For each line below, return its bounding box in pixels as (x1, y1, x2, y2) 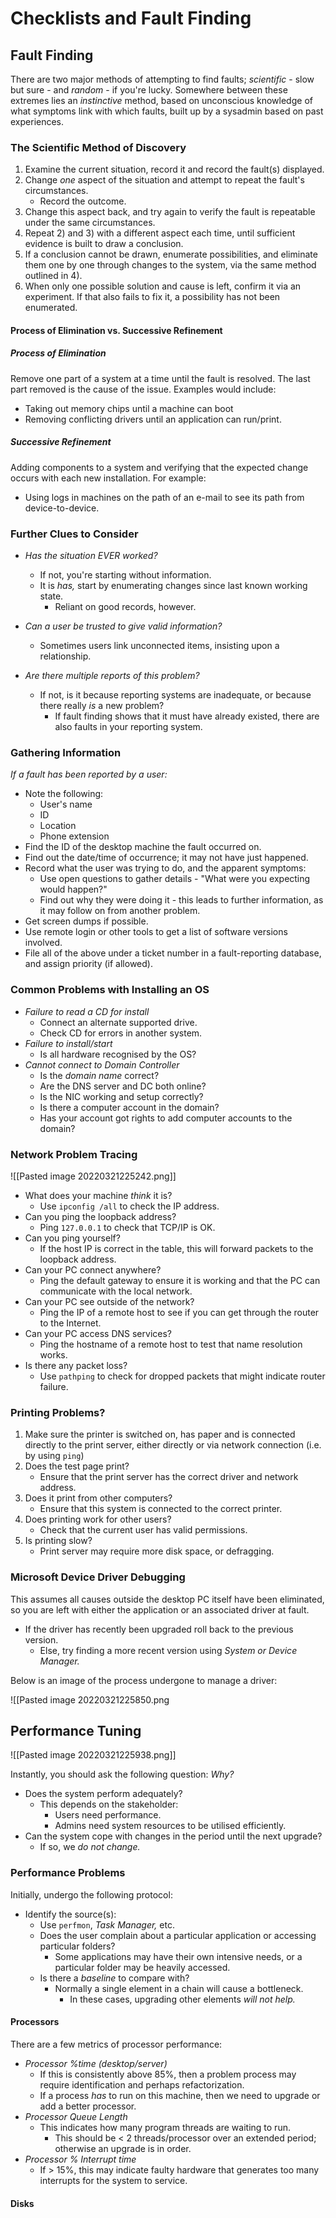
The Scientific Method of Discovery (10, 140, 187, 154)
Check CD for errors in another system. (39, 1027, 203, 1039)
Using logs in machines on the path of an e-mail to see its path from (24, 491, 305, 503)
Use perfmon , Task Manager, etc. (39, 1918, 175, 1931)
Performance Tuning (10, 1723, 142, 1739)
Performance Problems (10, 1866, 126, 1880)
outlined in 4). (24, 270, 83, 282)
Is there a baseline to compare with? (39, 1972, 190, 1984)
